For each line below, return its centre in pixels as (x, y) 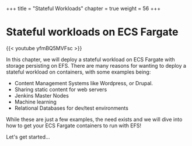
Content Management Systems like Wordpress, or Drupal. (84, 83)
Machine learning (35, 102)
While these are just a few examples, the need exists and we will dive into (94, 119)
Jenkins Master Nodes (41, 95)
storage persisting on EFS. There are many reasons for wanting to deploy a (96, 65)
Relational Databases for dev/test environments (71, 108)
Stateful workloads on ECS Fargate (92, 32)
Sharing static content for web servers (61, 89)
